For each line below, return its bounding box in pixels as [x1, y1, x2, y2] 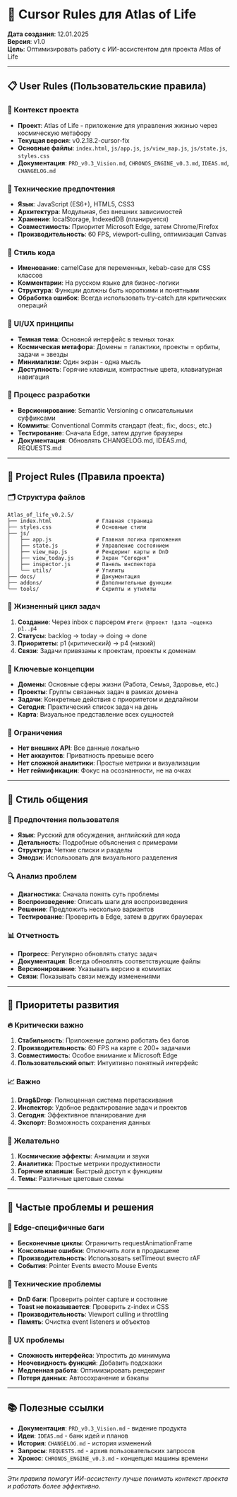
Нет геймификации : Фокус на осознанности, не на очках [17, 766, 192, 775]
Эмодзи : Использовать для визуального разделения [17, 853, 178, 862]
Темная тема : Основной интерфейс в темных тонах [17, 335, 174, 344]
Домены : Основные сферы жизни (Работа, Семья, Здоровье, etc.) [17, 680, 219, 688]
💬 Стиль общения [7, 793, 88, 805]
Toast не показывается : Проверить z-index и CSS [17, 1302, 169, 1310]
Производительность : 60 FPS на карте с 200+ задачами [17, 1044, 190, 1052]
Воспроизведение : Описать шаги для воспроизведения [17, 898, 188, 906]
